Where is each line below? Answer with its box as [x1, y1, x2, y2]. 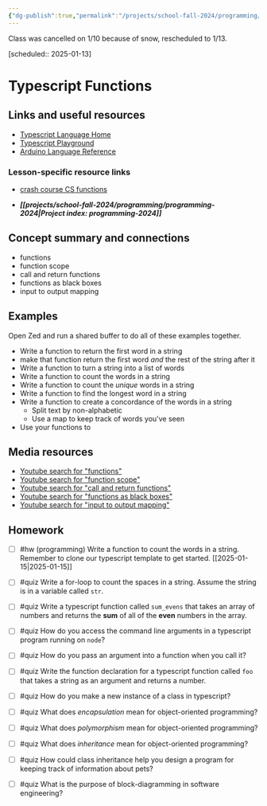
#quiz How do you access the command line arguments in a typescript [19, 626, 252, 636]
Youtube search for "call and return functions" [19, 483, 172, 493]
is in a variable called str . [19, 586, 104, 596]
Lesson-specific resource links [8, 166, 131, 178]
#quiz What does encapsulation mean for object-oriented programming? [19, 706, 258, 717]
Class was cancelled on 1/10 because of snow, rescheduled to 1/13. [8, 33, 228, 43]
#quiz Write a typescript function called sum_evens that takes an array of [19, 602, 256, 612]
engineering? [19, 788, 64, 797]
